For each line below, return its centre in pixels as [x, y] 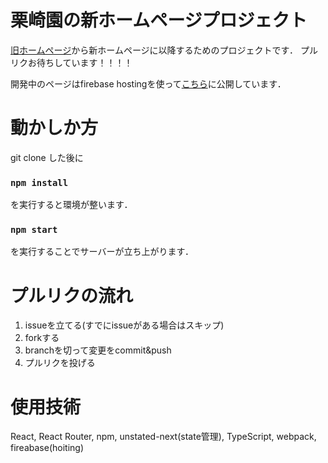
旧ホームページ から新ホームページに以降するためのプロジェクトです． [154, 50]
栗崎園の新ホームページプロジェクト [159, 20]
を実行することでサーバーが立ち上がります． [102, 252]
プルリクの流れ [72, 295]
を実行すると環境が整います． [71, 205]
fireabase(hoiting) [47, 448]
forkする [42, 338]
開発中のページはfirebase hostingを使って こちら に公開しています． [148, 83]
